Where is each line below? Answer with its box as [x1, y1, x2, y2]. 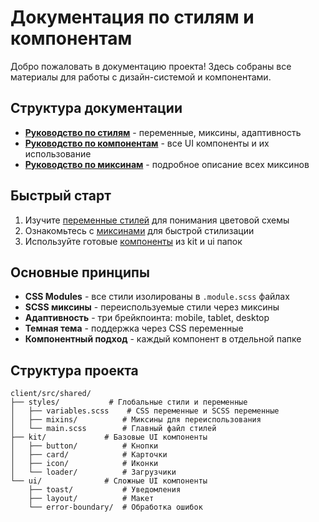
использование [24, 147, 92, 160]
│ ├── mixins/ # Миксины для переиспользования [10, 415, 262, 425]
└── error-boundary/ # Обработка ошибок [28, 502, 203, 513]
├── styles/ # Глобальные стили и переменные [10, 397, 248, 408]
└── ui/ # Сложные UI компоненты [10, 476, 208, 486]
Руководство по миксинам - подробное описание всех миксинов [24, 158, 310, 170]
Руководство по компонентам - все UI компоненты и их [24, 137, 270, 149]
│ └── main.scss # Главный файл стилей [10, 424, 217, 434]
